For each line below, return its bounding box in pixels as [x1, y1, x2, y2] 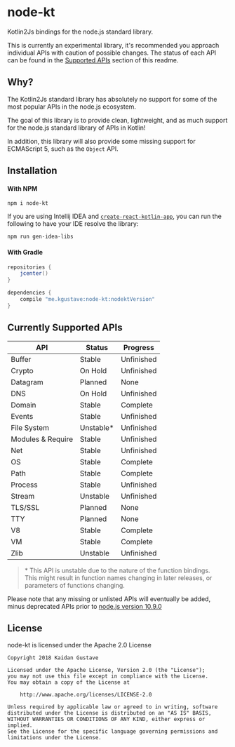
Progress [123, 342, 154, 352]
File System [11, 422, 49, 432]
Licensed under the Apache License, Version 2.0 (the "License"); [7, 667, 206, 674]
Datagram [11, 377, 43, 386]
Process [11, 480, 38, 490]
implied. [7, 722, 33, 729]
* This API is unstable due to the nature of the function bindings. [24, 566, 210, 574]
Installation [7, 165, 58, 177]
